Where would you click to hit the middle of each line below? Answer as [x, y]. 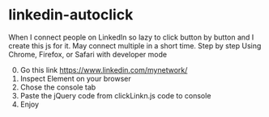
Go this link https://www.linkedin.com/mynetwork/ [104, 69]
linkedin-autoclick [71, 15]
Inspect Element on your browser [75, 78]
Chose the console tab [58, 87]
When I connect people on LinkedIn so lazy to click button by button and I [131, 37]
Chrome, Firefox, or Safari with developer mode [88, 54]
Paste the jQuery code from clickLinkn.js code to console [115, 95]
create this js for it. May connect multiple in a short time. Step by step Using [135, 45]
